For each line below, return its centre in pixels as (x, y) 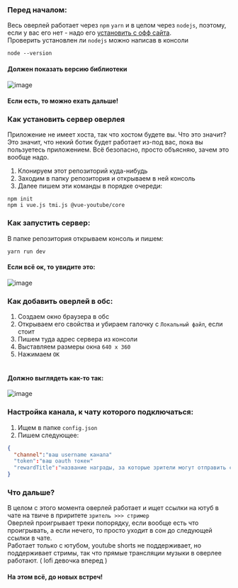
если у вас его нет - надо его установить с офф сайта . (90, 33)
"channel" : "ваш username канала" (63, 455)
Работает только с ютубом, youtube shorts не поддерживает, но (104, 545)
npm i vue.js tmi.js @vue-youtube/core (66, 205)
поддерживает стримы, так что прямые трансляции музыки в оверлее (114, 553)
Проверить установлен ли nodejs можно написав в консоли (98, 40)
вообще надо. (28, 157)
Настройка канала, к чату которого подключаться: (100, 412)
